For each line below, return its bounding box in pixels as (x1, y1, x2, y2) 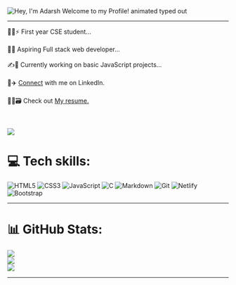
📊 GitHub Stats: (7, 222, 103, 238)
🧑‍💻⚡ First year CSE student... (7, 27, 91, 36)
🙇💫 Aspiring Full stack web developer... (7, 45, 121, 53)
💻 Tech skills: (7, 153, 91, 170)
